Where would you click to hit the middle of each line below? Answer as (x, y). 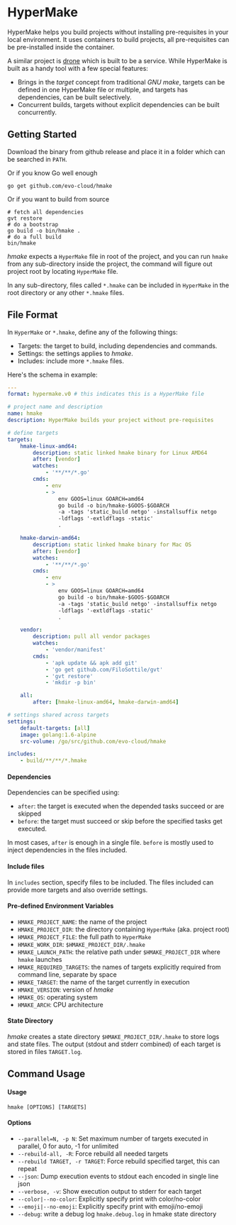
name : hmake (25, 414)
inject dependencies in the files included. (67, 850)
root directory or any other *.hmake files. (66, 292)
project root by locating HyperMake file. (63, 271)
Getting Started (42, 134)
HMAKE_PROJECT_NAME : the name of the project (82, 921)
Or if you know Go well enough (52, 173)
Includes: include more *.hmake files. (71, 361)
